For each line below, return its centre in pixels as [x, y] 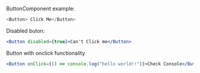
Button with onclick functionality [46, 53]
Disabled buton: [26, 31]
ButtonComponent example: [40, 9]
